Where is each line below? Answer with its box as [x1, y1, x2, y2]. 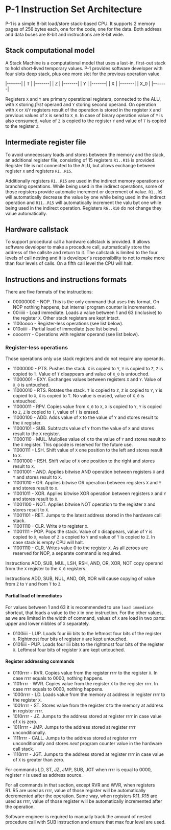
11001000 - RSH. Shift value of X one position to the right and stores [12, 458, 155, 464]
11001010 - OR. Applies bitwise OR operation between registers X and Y [12, 480, 162, 486]
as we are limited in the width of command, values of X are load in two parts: [5, 615, 166, 621]
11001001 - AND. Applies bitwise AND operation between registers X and [12, 469, 164, 475]
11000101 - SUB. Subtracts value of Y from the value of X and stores [12, 425, 154, 432]
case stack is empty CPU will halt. [12, 540, 84, 546]
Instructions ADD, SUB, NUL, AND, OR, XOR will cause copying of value [5, 575, 156, 581]
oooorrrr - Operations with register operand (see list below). [12, 331, 139, 338]
